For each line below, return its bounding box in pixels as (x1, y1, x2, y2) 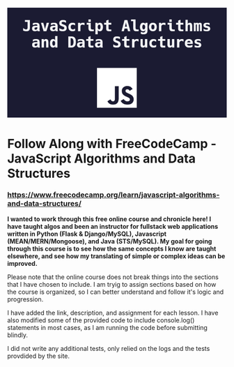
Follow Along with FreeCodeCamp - (7, 135, 217, 151)
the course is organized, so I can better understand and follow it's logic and (7, 287, 224, 296)
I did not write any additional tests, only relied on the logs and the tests (7, 344, 210, 352)
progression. (7, 294, 44, 304)
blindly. (7, 331, 28, 339)
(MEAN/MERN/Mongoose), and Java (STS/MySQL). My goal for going (7, 237, 212, 245)
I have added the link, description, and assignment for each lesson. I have (7, 308, 219, 317)
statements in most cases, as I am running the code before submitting (7, 323, 208, 331)
